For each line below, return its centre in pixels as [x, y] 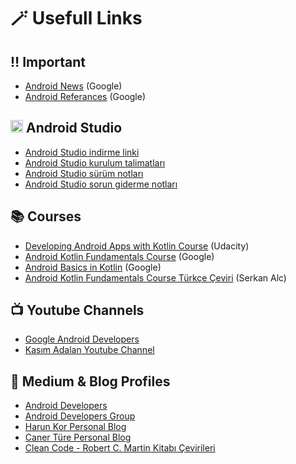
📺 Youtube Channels [77, 310]
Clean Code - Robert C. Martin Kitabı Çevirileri [120, 448]
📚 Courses [46, 216]
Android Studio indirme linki [82, 152]
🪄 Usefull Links [76, 18]
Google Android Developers [82, 339]
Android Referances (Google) [85, 96]
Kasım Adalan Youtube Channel [89, 350]
